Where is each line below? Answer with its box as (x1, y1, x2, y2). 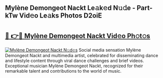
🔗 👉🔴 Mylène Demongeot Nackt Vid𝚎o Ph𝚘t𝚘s (5, 32, 150, 40)
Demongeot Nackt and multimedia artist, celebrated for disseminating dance (5, 53, 158, 58)
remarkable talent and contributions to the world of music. (5, 68, 122, 74)
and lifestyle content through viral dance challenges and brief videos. (5, 58, 145, 63)
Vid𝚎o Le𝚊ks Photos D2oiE (19, 12, 102, 20)
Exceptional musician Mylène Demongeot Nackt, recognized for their (5, 63, 144, 69)
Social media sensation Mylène (78, 47, 141, 53)
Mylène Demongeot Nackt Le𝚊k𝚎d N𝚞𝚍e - (5, 4, 136, 12)
